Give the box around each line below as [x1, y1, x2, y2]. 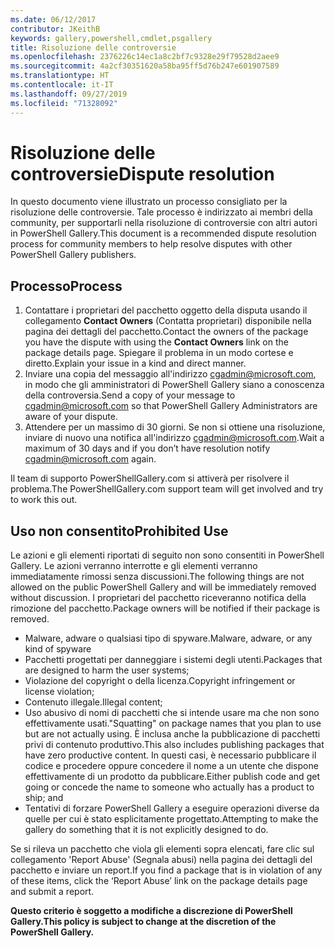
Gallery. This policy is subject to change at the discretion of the [10, 916, 277, 928]
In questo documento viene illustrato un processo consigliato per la [10, 196, 288, 208]
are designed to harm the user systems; [24, 664, 190, 676]
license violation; [24, 686, 95, 698]
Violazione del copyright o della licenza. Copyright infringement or [24, 675, 296, 687]
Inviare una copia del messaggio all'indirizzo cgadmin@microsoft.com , [24, 368, 317, 380]
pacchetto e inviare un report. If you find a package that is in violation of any [10, 864, 323, 876]
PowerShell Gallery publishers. [10, 249, 137, 261]
